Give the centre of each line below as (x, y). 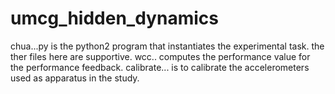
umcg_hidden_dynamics (114, 18)
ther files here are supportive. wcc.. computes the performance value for (160, 56)
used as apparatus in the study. (75, 78)
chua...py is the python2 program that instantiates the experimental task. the (167, 46)
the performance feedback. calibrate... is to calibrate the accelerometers (160, 67)
